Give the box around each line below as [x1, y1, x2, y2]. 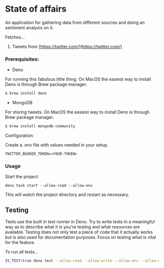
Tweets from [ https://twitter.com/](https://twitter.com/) [12, 43, 123, 49]
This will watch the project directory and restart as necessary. [5, 191, 129, 198]
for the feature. [5, 240, 36, 246]
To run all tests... [5, 249, 39, 255]
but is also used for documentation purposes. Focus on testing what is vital [5, 234, 156, 240]
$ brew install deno [5, 91, 47, 96]
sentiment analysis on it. [5, 24, 54, 30]
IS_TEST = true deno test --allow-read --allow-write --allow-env [5, 258, 139, 264]
